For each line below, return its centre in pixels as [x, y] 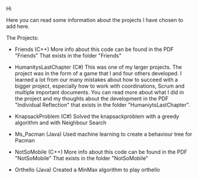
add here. [18, 26]
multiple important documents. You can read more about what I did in [99, 92]
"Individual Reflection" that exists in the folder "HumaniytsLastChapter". [102, 105]
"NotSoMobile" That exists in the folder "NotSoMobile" [82, 158]
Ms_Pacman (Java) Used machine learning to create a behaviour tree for [103, 134]
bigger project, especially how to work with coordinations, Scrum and [100, 86]
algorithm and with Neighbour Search [60, 123]
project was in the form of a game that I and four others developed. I [98, 73]
